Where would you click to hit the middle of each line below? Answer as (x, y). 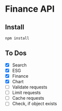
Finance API (30, 9)
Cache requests (28, 98)
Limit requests (26, 93)
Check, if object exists (34, 104)
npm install (17, 38)
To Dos (16, 53)
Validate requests (30, 87)
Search (19, 65)
